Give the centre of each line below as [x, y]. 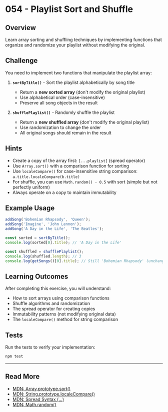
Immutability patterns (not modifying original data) [64, 314]
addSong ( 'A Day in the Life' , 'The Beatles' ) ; [54, 229]
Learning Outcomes [37, 276]
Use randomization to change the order [60, 127]
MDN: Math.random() [34, 404]
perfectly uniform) [31, 187]
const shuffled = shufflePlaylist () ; [44, 251]
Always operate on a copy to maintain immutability [64, 192]
